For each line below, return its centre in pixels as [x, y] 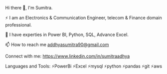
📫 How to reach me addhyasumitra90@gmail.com [57, 44]
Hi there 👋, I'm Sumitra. [29, 8]
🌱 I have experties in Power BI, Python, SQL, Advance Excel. [67, 34]
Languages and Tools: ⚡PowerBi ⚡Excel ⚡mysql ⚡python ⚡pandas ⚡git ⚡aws [84, 66]
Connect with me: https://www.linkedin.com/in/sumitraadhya [68, 56]
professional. [19, 25]
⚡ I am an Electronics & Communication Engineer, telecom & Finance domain [83, 18]
